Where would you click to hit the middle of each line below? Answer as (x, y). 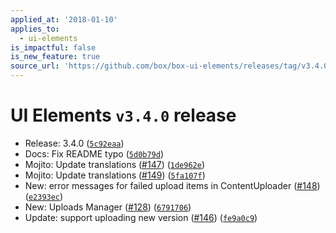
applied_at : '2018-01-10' (64, 19)
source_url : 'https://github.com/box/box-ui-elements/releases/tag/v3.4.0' (171, 66)
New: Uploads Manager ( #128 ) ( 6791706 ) (108, 207)
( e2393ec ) (44, 196)
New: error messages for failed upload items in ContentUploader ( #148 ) (172, 185)
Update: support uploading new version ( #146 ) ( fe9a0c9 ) (141, 217)
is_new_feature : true (55, 57)
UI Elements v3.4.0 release (123, 115)
